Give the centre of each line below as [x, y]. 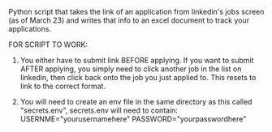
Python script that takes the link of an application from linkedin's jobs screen [136, 12]
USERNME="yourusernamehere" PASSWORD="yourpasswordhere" [133, 119]
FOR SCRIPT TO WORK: [48, 45]
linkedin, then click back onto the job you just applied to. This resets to [138, 77]
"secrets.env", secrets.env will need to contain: [99, 110]
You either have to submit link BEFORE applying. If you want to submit [137, 60]
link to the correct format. [63, 86]
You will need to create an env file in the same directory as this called [136, 102]
